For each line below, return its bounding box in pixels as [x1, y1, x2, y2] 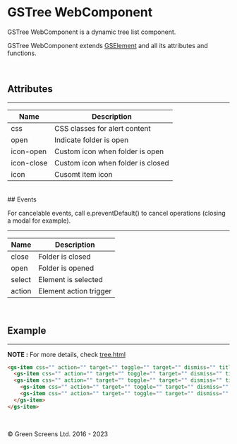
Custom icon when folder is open [54, 146, 164, 156]
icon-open [11, 146, 47, 156]
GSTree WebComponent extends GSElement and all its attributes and [7, 41, 208, 49]
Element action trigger [38, 286, 112, 296]
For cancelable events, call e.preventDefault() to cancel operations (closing [7, 209, 226, 217]
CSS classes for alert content [54, 123, 151, 133]
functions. [7, 49, 37, 57]
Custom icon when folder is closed [54, 158, 169, 168]
